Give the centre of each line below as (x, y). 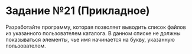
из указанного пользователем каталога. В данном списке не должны (93, 33)
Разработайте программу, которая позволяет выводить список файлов (96, 27)
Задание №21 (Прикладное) (78, 11)
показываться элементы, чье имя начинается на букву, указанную (90, 39)
